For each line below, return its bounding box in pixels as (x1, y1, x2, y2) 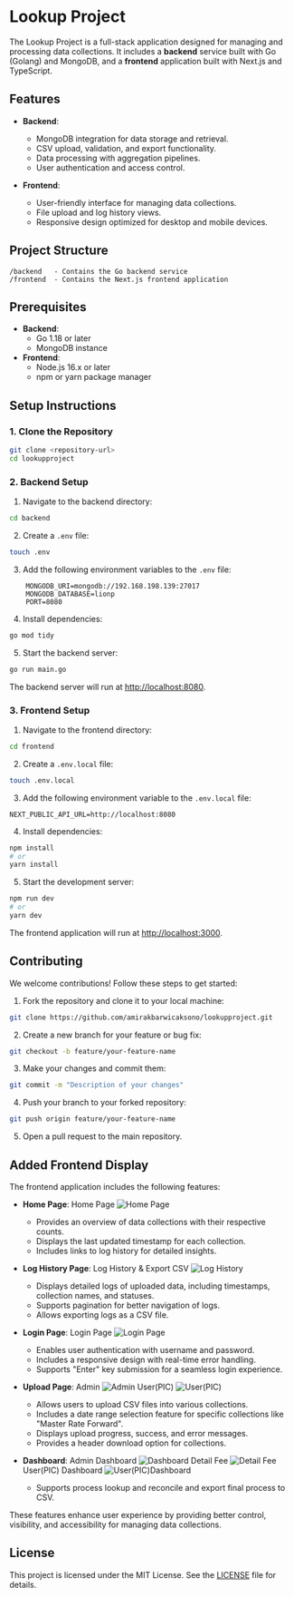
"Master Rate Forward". (35, 1418, 124, 1429)
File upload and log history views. (35, 207, 162, 218)
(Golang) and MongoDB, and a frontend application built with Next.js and (9, 55, 282, 66)
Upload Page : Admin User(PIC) (22, 1381, 175, 1393)
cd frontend (9, 742, 54, 751)
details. (9, 1579, 37, 1590)
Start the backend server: (22, 647, 119, 658)
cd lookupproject (9, 453, 75, 463)
